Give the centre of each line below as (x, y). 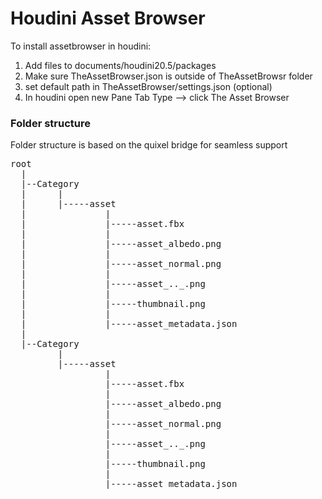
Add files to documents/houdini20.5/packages (120, 65)
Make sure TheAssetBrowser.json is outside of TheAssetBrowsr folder (168, 76)
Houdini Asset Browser (108, 18)
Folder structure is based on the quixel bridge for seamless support (149, 145)
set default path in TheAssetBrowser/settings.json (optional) (148, 86)
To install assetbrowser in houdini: (81, 46)
